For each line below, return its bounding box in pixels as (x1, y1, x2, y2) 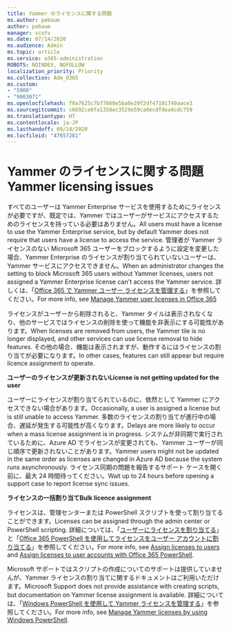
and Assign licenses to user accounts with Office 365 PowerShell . (7, 551, 194, 559)
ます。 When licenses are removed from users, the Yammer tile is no (12, 327, 205, 335)
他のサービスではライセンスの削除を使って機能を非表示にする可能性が (19, 318, 219, 326)
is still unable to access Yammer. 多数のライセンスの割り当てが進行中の (7, 413, 210, 421)
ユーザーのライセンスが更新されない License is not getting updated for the (7, 373, 219, 382)
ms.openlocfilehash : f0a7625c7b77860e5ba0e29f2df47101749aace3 (7, 100, 193, 107)
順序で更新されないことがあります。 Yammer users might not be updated (12, 447, 219, 455)
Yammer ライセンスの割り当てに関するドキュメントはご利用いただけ (25, 573, 219, 582)
